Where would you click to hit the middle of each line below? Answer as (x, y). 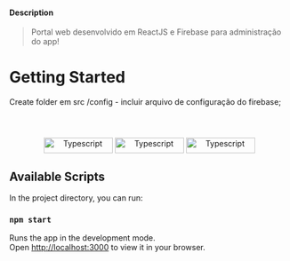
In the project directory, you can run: (76, 198)
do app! (45, 42)
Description (32, 12)
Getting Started (68, 78)
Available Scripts (57, 176)
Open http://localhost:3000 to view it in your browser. (108, 248)
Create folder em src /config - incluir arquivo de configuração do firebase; (145, 102)
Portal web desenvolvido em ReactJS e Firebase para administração (156, 32)
